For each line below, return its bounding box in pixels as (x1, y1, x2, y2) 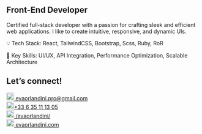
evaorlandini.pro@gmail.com (15, 94, 88, 102)
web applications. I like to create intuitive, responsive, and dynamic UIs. (6, 28, 187, 35)
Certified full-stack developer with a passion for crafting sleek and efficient (6, 21, 196, 28)
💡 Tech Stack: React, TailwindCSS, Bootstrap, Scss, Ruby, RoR (6, 39, 164, 47)
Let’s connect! (6, 76, 62, 86)
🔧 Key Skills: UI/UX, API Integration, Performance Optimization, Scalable (6, 51, 188, 59)
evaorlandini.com (15, 121, 59, 128)
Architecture (6, 58, 38, 65)
